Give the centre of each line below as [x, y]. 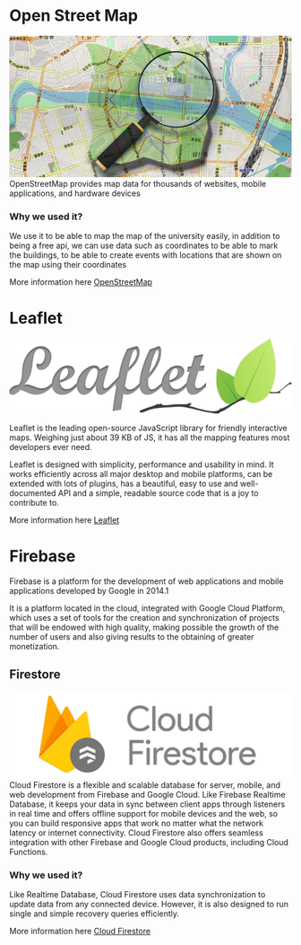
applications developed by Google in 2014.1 [89, 590]
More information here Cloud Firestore [80, 931]
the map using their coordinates [68, 265]
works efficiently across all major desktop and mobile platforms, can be [141, 473]
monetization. [34, 646]
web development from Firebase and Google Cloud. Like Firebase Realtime [147, 794]
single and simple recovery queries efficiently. [95, 914]
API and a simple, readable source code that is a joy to [158, 493]
